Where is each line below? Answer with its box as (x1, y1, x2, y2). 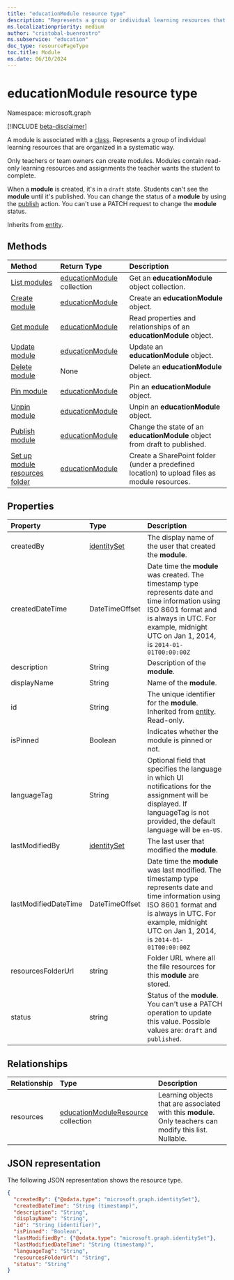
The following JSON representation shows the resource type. (7, 1176, 183, 1184)
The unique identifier (147, 689, 216, 699)
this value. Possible (147, 1017, 210, 1027)
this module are (147, 971, 199, 981)
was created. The (147, 570, 204, 580)
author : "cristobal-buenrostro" (7, 29, 101, 37)
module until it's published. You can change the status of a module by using (7, 192, 226, 201)
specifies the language (147, 764, 222, 774)
